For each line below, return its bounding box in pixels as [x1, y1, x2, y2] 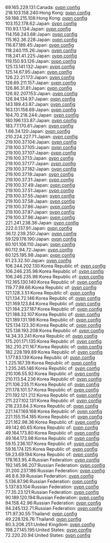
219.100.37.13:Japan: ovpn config [5, 155, 74, 161]
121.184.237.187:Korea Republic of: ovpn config [5, 306, 102, 312]
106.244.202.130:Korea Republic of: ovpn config [5, 263, 106, 269]
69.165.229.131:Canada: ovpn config [5, 5, 80, 10]
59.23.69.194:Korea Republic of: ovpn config [5, 451, 98, 457]
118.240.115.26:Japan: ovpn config [5, 48, 77, 53]
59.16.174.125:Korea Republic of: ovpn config [5, 446, 98, 452]
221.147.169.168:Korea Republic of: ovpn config [5, 408, 102, 414]
